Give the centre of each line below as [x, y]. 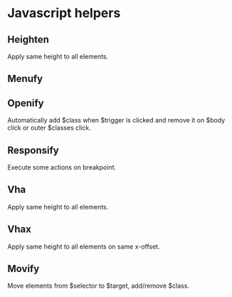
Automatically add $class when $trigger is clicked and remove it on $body [116, 120]
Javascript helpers [64, 13]
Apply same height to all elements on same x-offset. [84, 246]
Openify [26, 103]
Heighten [28, 40]
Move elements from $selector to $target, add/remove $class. [99, 286]
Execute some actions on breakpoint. [62, 167]
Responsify [33, 150]
